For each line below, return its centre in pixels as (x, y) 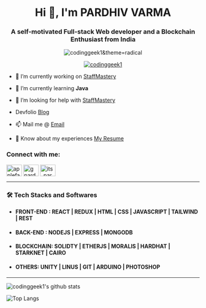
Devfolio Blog (32, 112)
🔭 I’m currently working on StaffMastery (66, 77)
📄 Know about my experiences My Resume (70, 139)
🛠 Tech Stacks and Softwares (52, 194)
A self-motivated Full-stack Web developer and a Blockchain (103, 32)
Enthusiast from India (103, 39)
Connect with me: (33, 155)
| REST (24, 218)
